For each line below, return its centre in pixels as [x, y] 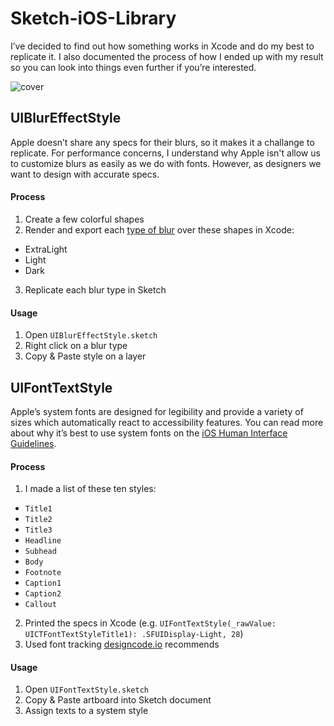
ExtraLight [46, 249]
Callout [40, 605]
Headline [43, 541]
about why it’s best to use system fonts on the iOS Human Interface [149, 433]
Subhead [40, 552]
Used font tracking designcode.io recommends [122, 644]
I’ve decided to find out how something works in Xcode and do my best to [162, 46]
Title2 [38, 520]
